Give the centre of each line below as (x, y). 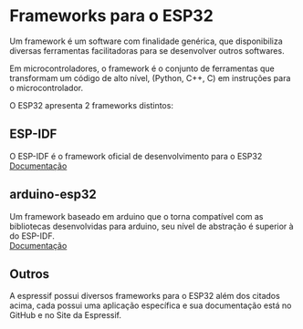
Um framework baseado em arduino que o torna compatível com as (136, 216)
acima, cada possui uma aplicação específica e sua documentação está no (151, 305)
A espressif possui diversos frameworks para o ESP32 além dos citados (145, 296)
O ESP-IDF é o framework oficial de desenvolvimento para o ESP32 (136, 156)
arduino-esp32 (53, 195)
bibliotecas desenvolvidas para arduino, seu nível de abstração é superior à (151, 226)
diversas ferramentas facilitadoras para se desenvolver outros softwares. (147, 50)
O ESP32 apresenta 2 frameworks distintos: (91, 105)
